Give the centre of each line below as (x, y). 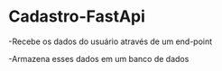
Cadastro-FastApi (77, 17)
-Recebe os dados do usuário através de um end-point (111, 41)
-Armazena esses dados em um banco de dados (99, 58)
